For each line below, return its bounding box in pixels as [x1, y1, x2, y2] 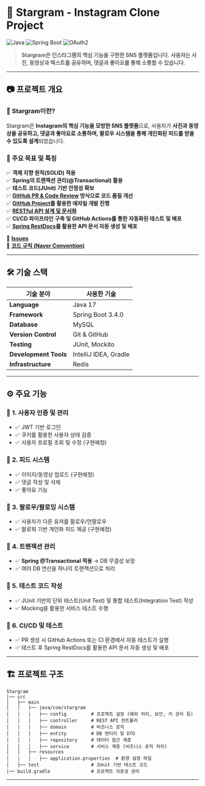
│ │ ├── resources [6, 749, 64, 755]
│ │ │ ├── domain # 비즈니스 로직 [6, 724, 125, 730]
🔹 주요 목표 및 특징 [6, 154, 57, 163]
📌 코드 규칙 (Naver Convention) [6, 241, 85, 249]
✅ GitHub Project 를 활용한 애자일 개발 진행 [6, 199, 110, 207]
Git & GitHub [73, 330, 109, 339]
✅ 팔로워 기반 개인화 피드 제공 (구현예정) [15, 526, 112, 533]
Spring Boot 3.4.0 [73, 310, 124, 318]
